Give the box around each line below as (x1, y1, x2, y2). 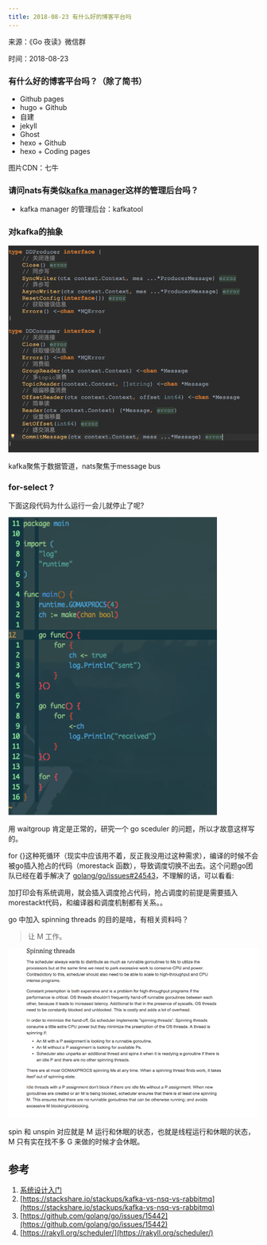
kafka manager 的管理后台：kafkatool (19, 204, 144, 214)
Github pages (19, 94, 64, 104)
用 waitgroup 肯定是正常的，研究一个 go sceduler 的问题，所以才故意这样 (8, 824, 248, 834)
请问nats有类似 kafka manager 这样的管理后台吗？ (8, 184, 199, 195)
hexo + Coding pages (19, 146, 91, 155)
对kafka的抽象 (8, 226, 64, 238)
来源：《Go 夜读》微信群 (8, 37, 86, 46)
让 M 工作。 (27, 932, 67, 941)
